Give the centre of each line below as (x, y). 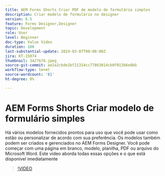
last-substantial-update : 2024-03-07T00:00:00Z (56, 51)
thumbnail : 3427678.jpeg (31, 61)
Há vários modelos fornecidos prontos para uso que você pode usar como (82, 132)
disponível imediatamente (32, 159)
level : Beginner (22, 38)
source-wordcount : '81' (30, 75)
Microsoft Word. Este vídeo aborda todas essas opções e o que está (75, 153)
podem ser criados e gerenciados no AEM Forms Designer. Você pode (78, 143)
